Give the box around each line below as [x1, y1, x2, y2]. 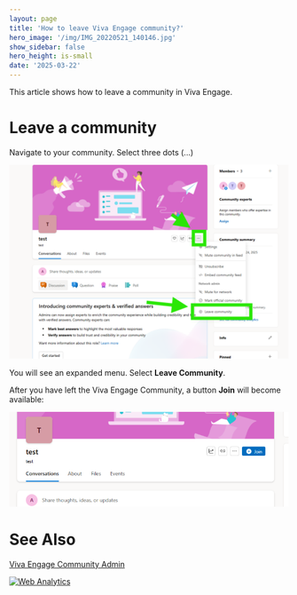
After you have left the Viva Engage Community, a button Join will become [9, 385, 281, 395]
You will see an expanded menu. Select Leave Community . [9, 368, 226, 378]
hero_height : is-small [9, 52, 93, 61]
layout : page [9, 14, 58, 23]
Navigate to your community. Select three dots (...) [9, 147, 194, 157]
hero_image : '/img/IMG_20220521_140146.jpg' [9, 33, 176, 42]
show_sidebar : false [9, 43, 86, 52]
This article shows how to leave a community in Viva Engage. [9, 87, 233, 97]
